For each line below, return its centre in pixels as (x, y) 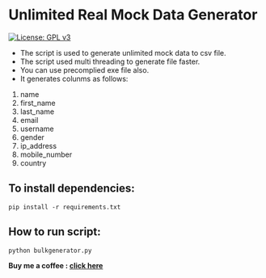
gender (32, 137)
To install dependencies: (72, 189)
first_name (38, 103)
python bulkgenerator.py (50, 251)
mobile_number (46, 154)
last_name (37, 112)
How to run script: (55, 232)
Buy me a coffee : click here (56, 265)
